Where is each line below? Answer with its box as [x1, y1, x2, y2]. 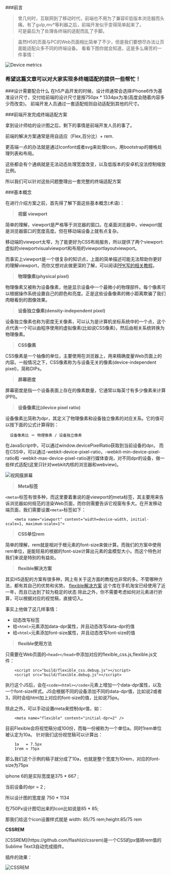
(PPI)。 [5, 394, 20, 400]
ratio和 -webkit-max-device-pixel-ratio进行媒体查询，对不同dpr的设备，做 [5, 455, 161, 461]
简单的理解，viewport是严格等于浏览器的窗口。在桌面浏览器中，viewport [5, 222, 158, 228]
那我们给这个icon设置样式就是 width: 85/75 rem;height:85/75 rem [5, 816, 142, 823]
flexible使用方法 [17, 641, 52, 647]
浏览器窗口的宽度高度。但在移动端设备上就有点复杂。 [9, 228, 121, 234]
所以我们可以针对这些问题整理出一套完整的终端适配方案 [5, 178, 121, 184]
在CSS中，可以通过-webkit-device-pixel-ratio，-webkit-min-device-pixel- [5, 449, 161, 455]
